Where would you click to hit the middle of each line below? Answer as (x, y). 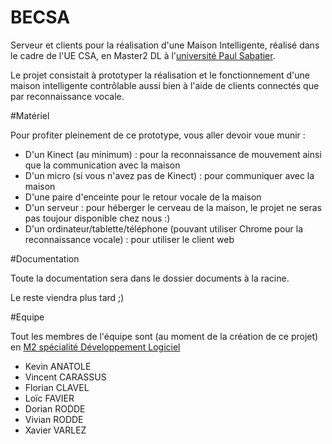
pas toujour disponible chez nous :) (97, 218)
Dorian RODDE (55, 408)
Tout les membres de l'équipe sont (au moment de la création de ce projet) (164, 336)
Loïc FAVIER (49, 398)
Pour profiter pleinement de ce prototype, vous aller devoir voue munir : (158, 135)
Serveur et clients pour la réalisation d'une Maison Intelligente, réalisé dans (165, 45)
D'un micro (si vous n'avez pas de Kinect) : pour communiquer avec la (169, 175)
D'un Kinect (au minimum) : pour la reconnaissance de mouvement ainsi (173, 154)
